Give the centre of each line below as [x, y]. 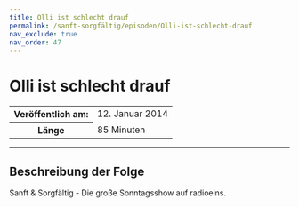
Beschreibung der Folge [77, 171]
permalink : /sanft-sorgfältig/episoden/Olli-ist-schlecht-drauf [131, 26]
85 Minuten [121, 130]
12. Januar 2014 [133, 114]
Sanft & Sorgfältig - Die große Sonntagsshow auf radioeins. [118, 193]
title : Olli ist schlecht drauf [69, 17]
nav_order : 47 [36, 42]
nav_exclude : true [43, 34]
